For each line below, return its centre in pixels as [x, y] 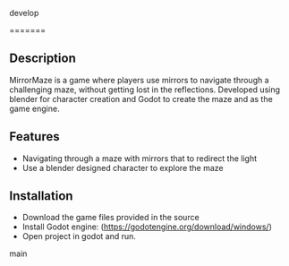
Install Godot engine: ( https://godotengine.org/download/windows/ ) [147, 227]
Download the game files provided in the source [110, 218]
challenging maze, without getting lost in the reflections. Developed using [144, 90]
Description [42, 59]
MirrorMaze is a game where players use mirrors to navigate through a [140, 80]
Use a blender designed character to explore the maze [123, 167]
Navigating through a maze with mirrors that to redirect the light [140, 158]
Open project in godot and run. [79, 236]
